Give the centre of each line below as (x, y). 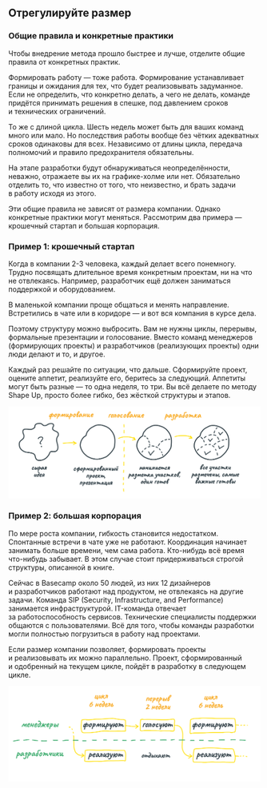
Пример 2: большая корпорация (75, 516)
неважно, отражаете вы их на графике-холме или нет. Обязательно (124, 176)
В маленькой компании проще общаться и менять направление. (119, 304)
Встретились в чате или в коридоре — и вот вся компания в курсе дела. (133, 313)
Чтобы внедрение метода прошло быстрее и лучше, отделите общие (127, 53)
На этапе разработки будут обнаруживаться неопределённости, (119, 168)
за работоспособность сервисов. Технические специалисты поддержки (132, 617)
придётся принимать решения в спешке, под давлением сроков (118, 102)
